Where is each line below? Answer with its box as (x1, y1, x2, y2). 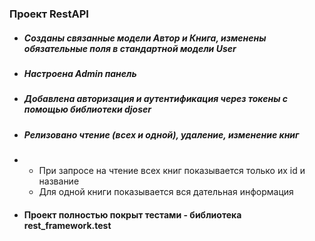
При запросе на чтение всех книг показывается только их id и (38, 165, 306, 177)
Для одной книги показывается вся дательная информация (38, 186, 294, 198)
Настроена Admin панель (23, 67, 137, 79)
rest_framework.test (23, 219, 112, 231)
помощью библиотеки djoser (23, 103, 152, 116)
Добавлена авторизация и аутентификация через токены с (23, 93, 289, 105)
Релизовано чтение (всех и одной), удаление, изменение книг (23, 128, 300, 141)
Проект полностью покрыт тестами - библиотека (23, 208, 242, 221)
